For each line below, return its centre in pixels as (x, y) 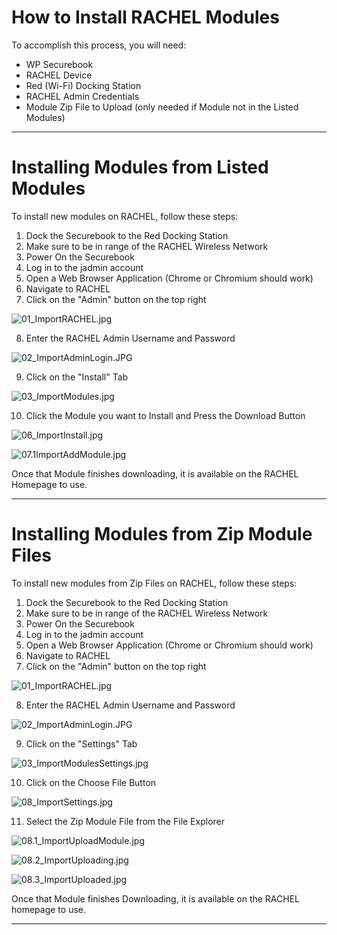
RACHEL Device (59, 75)
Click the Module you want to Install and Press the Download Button (165, 415)
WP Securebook (59, 64)
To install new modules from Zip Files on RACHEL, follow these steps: (154, 583)
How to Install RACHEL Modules (145, 17)
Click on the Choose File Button (91, 782)
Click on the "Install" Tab (77, 377)
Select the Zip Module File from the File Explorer (125, 821)
